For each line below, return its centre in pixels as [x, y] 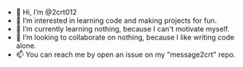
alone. [26, 46]
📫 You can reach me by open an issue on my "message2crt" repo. [125, 54]
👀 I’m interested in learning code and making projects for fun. [116, 20]
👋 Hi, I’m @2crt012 [46, 12]
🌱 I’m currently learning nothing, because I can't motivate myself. [122, 29]
